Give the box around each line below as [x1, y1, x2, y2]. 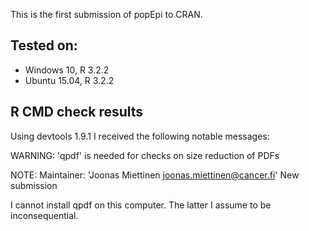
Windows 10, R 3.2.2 [24, 64, 110, 76]
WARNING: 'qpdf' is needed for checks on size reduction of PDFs [10, 149, 280, 161]
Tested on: [10, 37, 78, 54]
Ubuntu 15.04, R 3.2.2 [24, 74, 115, 86]
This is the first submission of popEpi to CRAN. [10, 9, 203, 20]
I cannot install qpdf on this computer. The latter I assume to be [10, 199, 272, 211]
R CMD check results [10, 104, 144, 121]
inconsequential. [10, 209, 79, 221]
